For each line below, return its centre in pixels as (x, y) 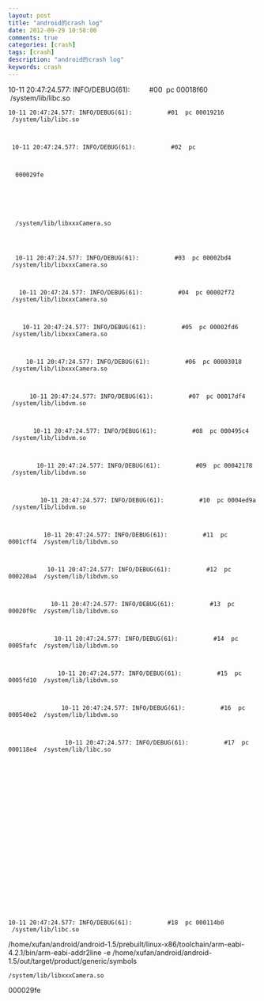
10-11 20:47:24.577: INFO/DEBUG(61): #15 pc (150, 673)
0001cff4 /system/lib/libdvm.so (63, 542)
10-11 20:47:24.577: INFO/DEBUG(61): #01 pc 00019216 (116, 112)
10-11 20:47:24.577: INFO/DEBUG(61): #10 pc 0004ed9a (148, 500)
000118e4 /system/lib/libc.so (60, 749)
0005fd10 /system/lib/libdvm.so (63, 680)
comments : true (33, 38)
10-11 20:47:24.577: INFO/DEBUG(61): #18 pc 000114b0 (116, 923)
